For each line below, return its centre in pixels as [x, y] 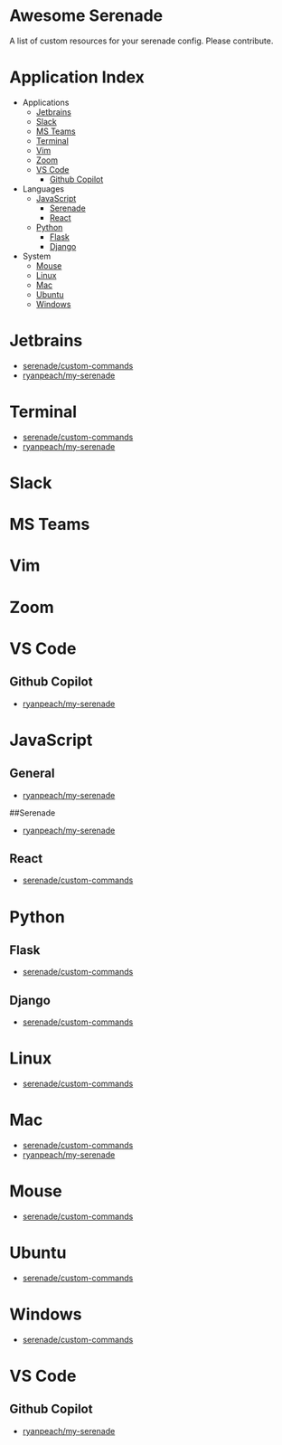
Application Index [77, 77]
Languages [43, 189]
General [33, 774]
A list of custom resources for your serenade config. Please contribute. [141, 41]
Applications [46, 102]
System [37, 256]
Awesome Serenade [86, 16]
